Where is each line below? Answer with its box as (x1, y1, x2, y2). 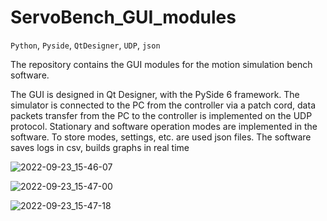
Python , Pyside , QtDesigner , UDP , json (10, 39, 161, 51)
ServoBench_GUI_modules (10, 6, 237, 29)
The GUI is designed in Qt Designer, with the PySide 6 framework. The (10, 88, 300, 100)
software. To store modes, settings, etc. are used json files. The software (10, 131, 312, 143)
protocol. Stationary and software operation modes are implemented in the (10, 120, 318, 132)
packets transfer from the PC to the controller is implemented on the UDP (10, 109, 313, 121)
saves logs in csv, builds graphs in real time (10, 141, 190, 153)
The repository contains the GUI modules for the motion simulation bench (10, 58, 313, 70)
